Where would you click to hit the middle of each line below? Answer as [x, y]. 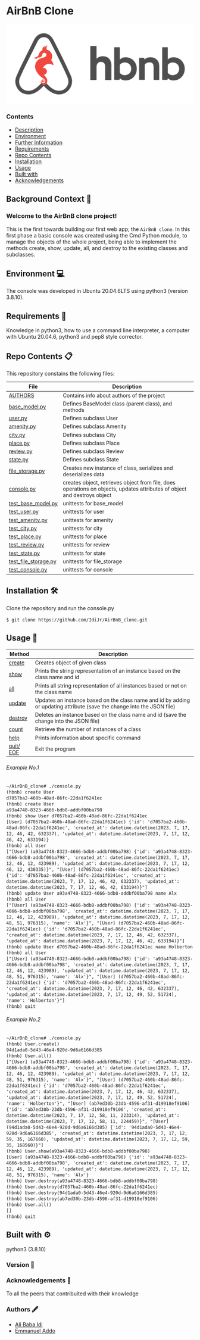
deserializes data [84, 474]
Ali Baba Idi [29, 1325]
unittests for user [84, 512]
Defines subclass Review [93, 451]
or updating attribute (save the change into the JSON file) [105, 706]
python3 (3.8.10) [26, 1249]
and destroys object [87, 495]
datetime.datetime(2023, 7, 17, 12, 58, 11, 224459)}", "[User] [87, 1121]
